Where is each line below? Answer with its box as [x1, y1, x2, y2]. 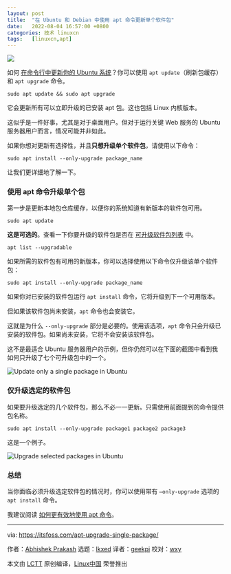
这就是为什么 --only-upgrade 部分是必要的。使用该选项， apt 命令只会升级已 [7, 321, 221, 330]
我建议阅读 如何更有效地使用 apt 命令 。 [7, 511, 118, 519]
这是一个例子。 [7, 438, 49, 446]
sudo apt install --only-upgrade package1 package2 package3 [7, 425, 186, 432]
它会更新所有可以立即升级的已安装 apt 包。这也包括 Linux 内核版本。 [7, 104, 201, 112]
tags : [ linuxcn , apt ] [7, 36, 72, 43]
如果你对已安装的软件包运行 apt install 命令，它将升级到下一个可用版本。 [7, 293, 219, 301]
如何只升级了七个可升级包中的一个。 [7, 354, 110, 362]
